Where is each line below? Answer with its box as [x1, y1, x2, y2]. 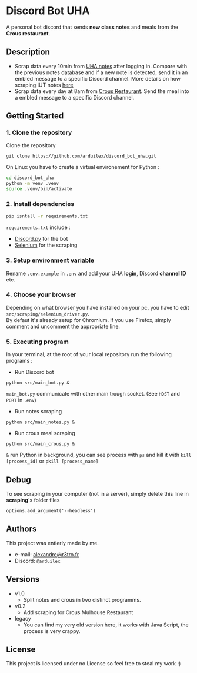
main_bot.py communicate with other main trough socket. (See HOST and [6, 390, 181, 397]
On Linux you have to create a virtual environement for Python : [6, 164, 160, 171]
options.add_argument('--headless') [6, 508, 96, 513]
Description [6, 47, 50, 57]
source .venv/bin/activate [6, 186, 72, 192]
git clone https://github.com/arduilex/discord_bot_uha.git [6, 153, 157, 160]
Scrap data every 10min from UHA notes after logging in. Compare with [14, 62, 187, 69]
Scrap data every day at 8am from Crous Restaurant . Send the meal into [14, 87, 189, 95]
